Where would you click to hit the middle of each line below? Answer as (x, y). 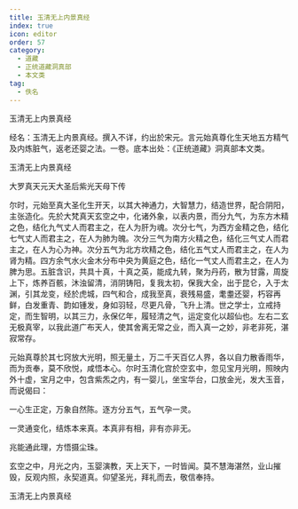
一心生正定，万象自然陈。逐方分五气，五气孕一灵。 (102, 409)
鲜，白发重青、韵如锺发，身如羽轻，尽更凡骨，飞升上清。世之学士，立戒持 (145, 305)
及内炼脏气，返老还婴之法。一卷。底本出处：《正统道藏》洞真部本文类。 (139, 148)
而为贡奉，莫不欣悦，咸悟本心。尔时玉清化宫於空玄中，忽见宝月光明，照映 (145, 368)
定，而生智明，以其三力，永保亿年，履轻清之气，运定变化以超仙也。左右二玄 (149, 315)
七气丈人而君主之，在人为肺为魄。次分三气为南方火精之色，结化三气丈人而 (145, 238)
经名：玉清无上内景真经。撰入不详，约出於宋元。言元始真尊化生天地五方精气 (149, 137)
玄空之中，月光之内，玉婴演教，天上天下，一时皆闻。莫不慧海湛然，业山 (141, 465)
